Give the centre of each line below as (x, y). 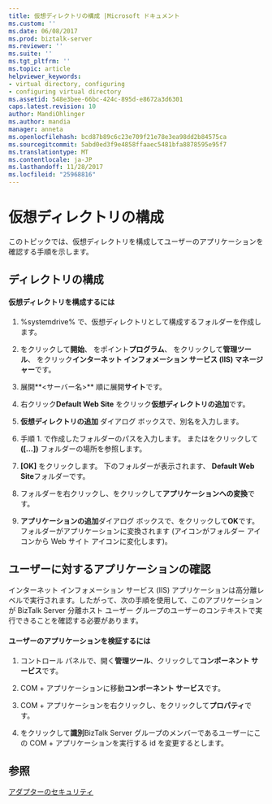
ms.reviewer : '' (36, 46)
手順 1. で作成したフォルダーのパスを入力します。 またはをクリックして (139, 438)
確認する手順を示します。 (51, 251)
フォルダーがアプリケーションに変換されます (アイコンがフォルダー (132, 531)
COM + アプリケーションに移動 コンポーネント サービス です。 (123, 688)
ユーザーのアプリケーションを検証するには (80, 641)
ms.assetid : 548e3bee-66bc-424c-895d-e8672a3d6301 (96, 99)
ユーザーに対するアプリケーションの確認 (110, 569)
